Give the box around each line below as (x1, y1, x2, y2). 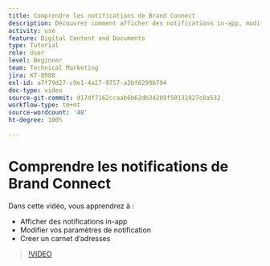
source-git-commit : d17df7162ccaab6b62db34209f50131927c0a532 (8, 94, 221, 102)
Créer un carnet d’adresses (19, 233, 111, 243)
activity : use (8, 26, 56, 34)
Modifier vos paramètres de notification (19, 225, 151, 235)
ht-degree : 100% (8, 116, 63, 124)
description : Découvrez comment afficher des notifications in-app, (8, 19, 243, 27)
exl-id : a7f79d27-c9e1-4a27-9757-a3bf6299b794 (8, 79, 167, 87)
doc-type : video (8, 86, 63, 95)
